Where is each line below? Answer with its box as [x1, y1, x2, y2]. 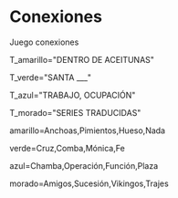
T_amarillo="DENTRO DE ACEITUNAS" [9, 54, 155, 65]
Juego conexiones [9, 36, 79, 47]
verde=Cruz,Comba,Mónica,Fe [9, 142, 125, 153]
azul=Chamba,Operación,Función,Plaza [9, 160, 159, 171]
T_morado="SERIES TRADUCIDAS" [9, 107, 141, 118]
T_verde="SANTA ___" [9, 71, 92, 83]
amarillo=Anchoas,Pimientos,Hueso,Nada [9, 125, 166, 136]
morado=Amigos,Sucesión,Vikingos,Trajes [9, 178, 169, 189]
